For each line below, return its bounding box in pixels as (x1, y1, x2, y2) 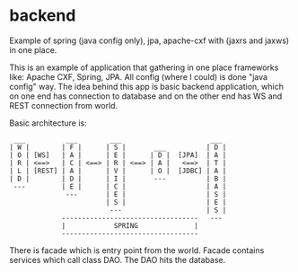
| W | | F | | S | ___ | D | (9, 143, 227, 152)
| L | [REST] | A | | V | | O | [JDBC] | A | (9, 166, 227, 175)
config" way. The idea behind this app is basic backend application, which (9, 81, 285, 92)
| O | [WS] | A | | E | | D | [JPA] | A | (9, 150, 227, 160)
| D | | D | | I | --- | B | (9, 174, 227, 183)
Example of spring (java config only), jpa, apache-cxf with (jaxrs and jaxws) (9, 35, 290, 46)
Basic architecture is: (9, 118, 87, 128)
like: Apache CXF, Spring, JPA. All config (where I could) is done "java (9, 71, 267, 82)
